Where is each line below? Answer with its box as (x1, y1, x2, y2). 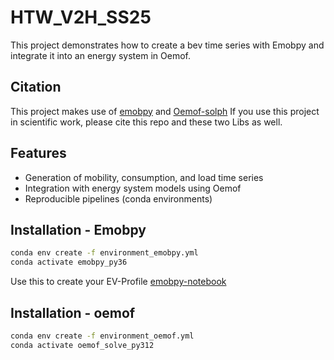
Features (10, 145, 67, 162)
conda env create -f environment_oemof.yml (10, 331, 195, 341)
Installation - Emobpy (10, 221, 147, 238)
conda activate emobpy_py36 (10, 257, 128, 268)
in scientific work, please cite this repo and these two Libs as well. (10, 116, 283, 128)
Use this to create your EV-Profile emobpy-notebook (10, 276, 227, 288)
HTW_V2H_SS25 (10, 6, 152, 29)
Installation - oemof (10, 304, 136, 321)
